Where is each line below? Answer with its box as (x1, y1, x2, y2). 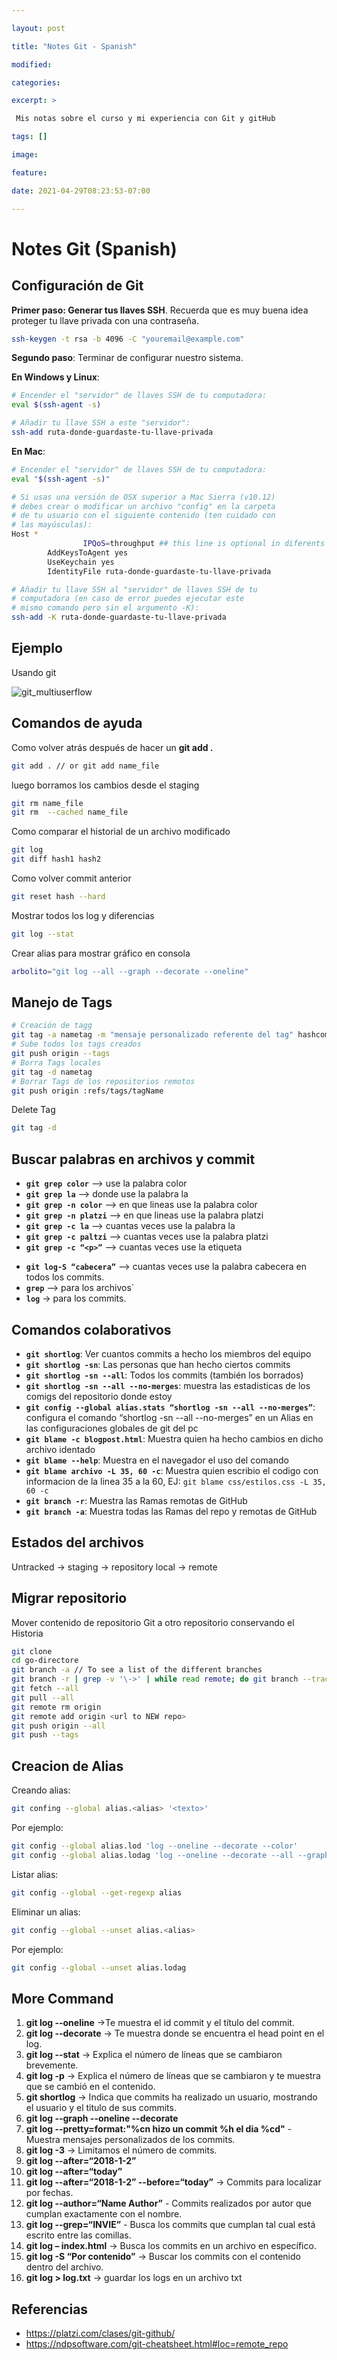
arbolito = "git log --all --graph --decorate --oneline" (11, 966, 249, 976)
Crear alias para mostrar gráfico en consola (11, 947, 191, 959)
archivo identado (25, 1443, 96, 1455)
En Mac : (11, 445, 46, 457)
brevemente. (25, 2059, 79, 2071)
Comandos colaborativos (11, 1321, 172, 1338)
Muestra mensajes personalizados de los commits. (25, 2134, 236, 2146)
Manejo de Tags (11, 994, 113, 1011)
